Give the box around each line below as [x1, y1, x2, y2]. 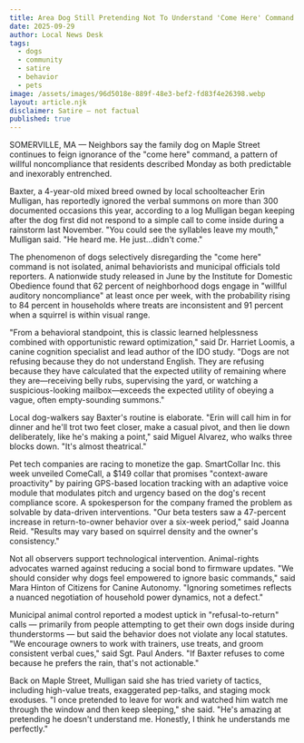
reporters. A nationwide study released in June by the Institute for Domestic [9, 271, 293, 282]
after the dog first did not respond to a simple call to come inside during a [9, 215, 284, 226]
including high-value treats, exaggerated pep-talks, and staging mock [9, 685, 270, 696]
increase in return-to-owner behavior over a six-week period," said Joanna [9, 516, 289, 527]
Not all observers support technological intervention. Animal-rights [9, 553, 260, 564]
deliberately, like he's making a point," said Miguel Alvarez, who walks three [9, 432, 293, 443]
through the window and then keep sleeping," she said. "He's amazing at [9, 704, 281, 715]
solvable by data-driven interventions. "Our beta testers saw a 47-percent [9, 507, 287, 518]
